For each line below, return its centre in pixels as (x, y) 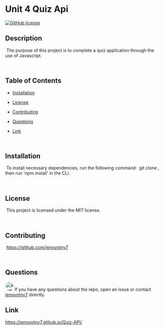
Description (24, 38)
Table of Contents (33, 81)
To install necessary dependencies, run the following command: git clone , (83, 168)
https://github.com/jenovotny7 (37, 247)
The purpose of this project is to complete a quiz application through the (80, 50)
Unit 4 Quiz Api (37, 9)
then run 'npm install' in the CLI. (38, 173)
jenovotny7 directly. (25, 294)
